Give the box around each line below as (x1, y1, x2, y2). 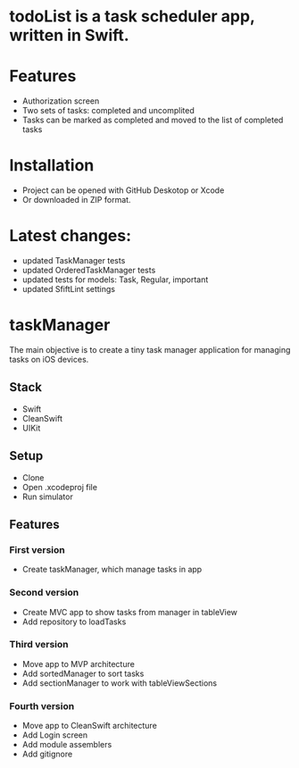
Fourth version (9, 699, 75, 712)
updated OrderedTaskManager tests (21, 265, 156, 275)
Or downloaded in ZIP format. (21, 195, 131, 205)
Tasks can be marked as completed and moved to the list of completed (21, 114, 284, 126)
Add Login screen (21, 730, 88, 740)
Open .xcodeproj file (21, 481, 98, 492)
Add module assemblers (21, 739, 112, 750)
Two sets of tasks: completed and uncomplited (21, 105, 195, 116)
